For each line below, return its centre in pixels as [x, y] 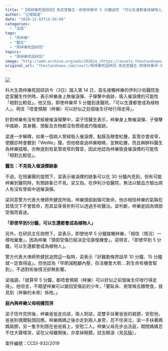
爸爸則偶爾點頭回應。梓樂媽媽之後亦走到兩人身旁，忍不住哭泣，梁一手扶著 [82, 320]
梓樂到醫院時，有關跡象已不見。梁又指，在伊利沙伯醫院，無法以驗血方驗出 [82, 183]
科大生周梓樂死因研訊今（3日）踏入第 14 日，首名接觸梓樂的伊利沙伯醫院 [80, 90]
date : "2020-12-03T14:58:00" [35, 19]
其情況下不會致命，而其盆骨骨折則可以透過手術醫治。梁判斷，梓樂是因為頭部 [84, 206]
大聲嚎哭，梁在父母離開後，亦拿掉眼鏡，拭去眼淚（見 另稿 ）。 [76, 333]
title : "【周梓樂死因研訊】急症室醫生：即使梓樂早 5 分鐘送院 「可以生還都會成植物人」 [85, 10]
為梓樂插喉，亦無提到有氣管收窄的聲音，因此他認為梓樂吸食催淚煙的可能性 [82, 149]
